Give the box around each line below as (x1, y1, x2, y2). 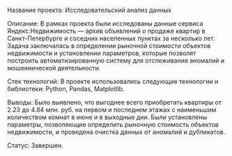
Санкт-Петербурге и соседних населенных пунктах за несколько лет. (7, 34, 215, 42)
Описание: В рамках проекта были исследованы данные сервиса (7, 19, 203, 27)
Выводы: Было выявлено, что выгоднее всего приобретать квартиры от (7, 98, 222, 107)
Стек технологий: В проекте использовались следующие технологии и (7, 77, 219, 86)
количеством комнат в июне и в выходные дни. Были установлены (7, 113, 208, 121)
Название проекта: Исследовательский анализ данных (7, 6, 172, 14)
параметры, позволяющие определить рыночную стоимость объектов (7, 120, 219, 128)
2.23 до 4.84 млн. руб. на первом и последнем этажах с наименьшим (7, 106, 217, 114)
